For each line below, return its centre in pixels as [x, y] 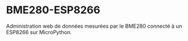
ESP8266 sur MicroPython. [39, 32]
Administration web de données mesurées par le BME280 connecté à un [94, 26]
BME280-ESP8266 [53, 10]
